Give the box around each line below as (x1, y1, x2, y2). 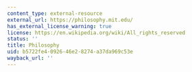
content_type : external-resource (7, 10, 103, 17)
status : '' (7, 36, 38, 43)
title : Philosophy (7, 42, 60, 49)
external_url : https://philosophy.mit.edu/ (7, 16, 134, 23)
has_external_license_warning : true (7, 23, 112, 29)
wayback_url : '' (7, 55, 53, 62)
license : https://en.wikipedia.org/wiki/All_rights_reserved (7, 29, 186, 36)
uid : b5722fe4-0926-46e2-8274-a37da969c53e (7, 49, 134, 56)
